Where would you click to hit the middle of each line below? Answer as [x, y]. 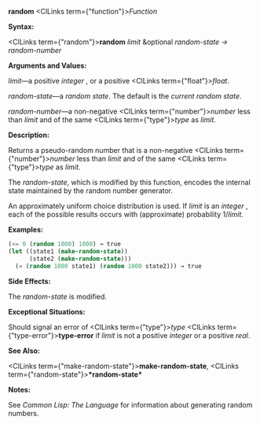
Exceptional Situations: [47, 311]
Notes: [20, 389]
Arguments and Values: [48, 65]
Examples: [26, 229]
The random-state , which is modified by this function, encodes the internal [130, 182]
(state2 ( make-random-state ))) [80, 258]
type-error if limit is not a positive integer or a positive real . [154, 335]
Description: [29, 135]
